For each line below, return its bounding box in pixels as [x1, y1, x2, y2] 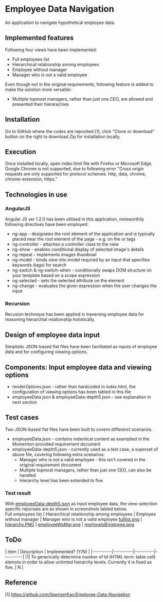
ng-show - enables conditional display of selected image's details [12, 246, 145, 252]
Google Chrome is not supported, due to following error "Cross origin [5, 166, 144, 172]
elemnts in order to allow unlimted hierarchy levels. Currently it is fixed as [5, 559, 152, 565]
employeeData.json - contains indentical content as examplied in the [12, 436, 150, 442]
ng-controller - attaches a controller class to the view [12, 241, 119, 247]
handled [19, 472, 36, 478]
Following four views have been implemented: [5, 46, 97, 52]
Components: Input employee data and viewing [5, 363, 152, 371]
